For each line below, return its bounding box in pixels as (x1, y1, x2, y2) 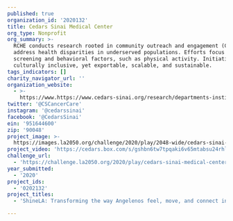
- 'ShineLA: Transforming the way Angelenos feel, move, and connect (13, 197, 218, 205)
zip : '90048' (7, 126, 45, 133)
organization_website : (7, 81, 73, 88)
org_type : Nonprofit (7, 29, 67, 37)
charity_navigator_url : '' (7, 74, 85, 82)
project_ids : (7, 178, 45, 185)
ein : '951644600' (7, 120, 58, 127)
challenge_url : (7, 152, 51, 160)
